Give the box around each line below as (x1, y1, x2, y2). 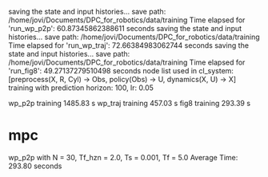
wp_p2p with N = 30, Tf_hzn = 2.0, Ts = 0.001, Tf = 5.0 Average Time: (8, 152, 238, 162)
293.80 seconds (8, 161, 62, 171)
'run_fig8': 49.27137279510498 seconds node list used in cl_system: (8, 66, 234, 75)
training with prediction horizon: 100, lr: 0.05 (8, 83, 154, 92)
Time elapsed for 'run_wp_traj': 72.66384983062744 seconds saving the (8, 41, 250, 50)
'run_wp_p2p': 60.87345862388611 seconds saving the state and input (8, 24, 242, 33)
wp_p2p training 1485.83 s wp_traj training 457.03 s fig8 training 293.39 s (8, 99, 250, 108)
